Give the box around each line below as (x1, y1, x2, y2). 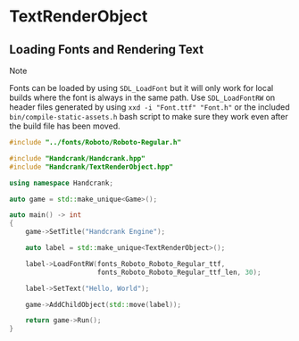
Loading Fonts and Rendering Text (9, 42, 203, 57)
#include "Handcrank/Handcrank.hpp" (9, 154, 145, 162)
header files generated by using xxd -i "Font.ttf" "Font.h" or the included (9, 102, 290, 112)
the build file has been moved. (9, 121, 120, 131)
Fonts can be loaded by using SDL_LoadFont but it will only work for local (9, 83, 274, 93)
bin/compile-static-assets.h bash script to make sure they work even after (9, 112, 288, 121)
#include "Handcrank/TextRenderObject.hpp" (9, 162, 174, 171)
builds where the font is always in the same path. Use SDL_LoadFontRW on (9, 92, 276, 103)
